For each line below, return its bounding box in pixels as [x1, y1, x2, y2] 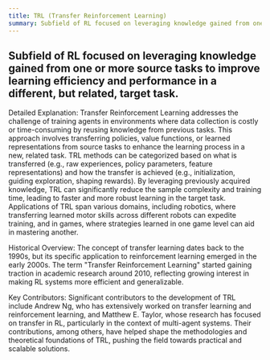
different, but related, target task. [8, 86, 179, 100]
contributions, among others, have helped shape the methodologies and [8, 327, 247, 337]
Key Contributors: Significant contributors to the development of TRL [8, 292, 236, 302]
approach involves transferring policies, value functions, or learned [8, 133, 231, 143]
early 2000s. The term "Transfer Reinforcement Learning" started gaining [8, 260, 252, 270]
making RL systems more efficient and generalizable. [8, 277, 184, 287]
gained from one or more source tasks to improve [8, 61, 260, 75]
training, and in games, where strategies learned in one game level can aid [8, 219, 255, 229]
